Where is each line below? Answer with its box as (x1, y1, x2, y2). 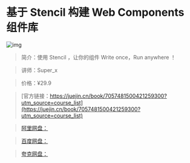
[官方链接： (21, 92, 50, 99)
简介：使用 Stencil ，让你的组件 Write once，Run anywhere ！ (21, 53, 177, 61)
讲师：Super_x (21, 66, 58, 73)
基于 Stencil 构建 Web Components (6, 5, 185, 19)
